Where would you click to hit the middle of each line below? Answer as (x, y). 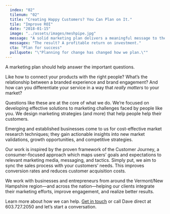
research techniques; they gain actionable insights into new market (75, 134)
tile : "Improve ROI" (31, 24)
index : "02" (23, 10)
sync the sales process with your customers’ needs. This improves (75, 165)
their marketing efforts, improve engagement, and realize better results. (80, 191)
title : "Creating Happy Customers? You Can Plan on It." (71, 19)
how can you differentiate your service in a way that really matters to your (82, 87)
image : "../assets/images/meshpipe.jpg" (53, 33)
